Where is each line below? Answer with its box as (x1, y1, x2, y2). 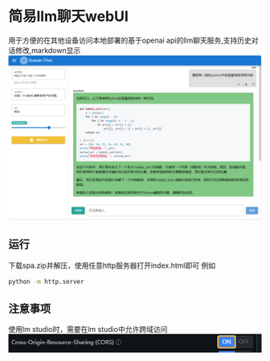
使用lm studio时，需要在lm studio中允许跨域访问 (8, 325, 168, 334)
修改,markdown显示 (14, 45, 81, 55)
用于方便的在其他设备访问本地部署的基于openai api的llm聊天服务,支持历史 (8, 35, 252, 45)
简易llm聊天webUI (8, 7, 129, 26)
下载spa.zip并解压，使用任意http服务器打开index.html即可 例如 (8, 260, 215, 270)
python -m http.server (8, 277, 84, 285)
